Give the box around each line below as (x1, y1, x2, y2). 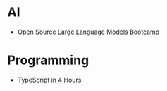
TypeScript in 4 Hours (17, 75, 82, 84)
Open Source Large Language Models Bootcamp (17, 28, 160, 36)
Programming (7, 52, 89, 68)
